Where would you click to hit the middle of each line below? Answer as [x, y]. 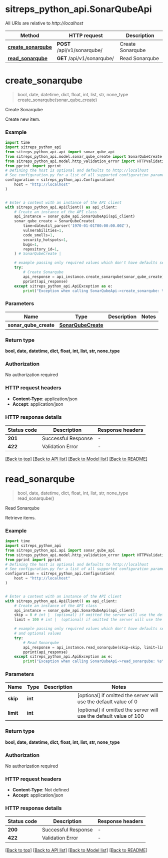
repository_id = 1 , [41, 249]
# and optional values [38, 634]
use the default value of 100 [110, 716]
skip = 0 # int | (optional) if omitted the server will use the [85, 615]
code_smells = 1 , [39, 235]
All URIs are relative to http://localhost [44, 23]
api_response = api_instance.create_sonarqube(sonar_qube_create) [94, 276]
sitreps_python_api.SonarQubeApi [78, 9]
